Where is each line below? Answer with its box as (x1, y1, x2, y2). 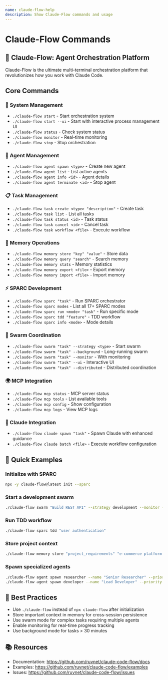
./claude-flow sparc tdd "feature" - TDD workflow (12, 314, 121, 320)
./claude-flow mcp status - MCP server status (12, 390, 109, 396)
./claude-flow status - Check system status (12, 129, 105, 135)
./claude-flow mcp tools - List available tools (12, 396, 107, 402)
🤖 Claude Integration (5, 419, 56, 426)
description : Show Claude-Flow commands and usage (5, 12, 113, 17)
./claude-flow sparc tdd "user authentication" (5, 528, 106, 533)
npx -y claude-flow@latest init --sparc (5, 482, 91, 487)
